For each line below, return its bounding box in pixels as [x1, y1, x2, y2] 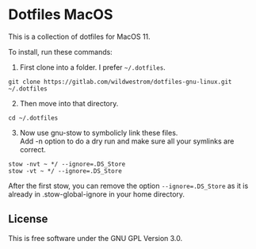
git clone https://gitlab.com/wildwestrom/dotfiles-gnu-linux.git [8, 78, 232, 86]
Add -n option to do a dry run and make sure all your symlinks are [19, 136, 235, 146]
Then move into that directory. [19, 98, 119, 108]
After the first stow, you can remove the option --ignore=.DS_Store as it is [8, 181, 249, 190]
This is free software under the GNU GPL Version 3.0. [8, 233, 183, 243]
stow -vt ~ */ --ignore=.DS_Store [8, 167, 123, 175]
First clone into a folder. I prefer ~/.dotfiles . [19, 62, 166, 72]
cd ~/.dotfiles [8, 113, 59, 122]
